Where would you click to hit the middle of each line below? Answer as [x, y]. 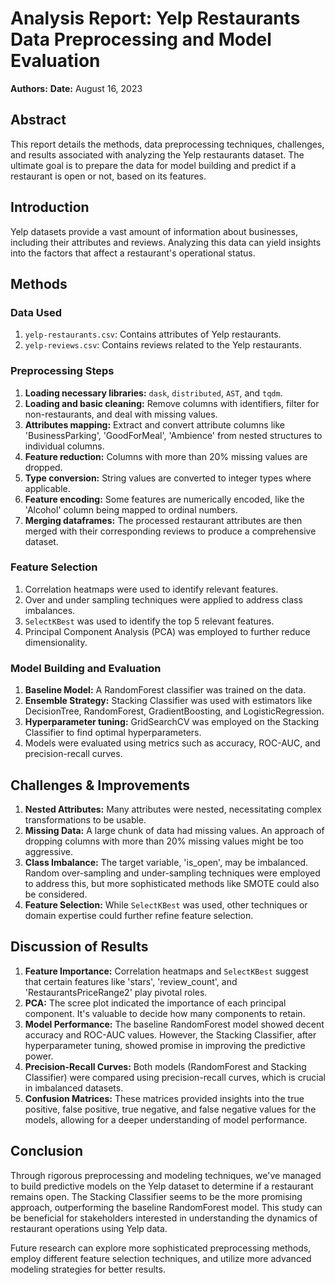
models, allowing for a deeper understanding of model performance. [166, 1119]
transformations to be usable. [85, 819]
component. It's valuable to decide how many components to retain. [165, 1013]
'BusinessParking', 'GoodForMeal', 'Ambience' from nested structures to [173, 435]
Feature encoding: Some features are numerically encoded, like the [164, 499]
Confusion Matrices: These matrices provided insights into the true [164, 1098]
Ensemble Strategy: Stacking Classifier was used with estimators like [168, 701]
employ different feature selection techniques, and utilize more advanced [161, 1258]
